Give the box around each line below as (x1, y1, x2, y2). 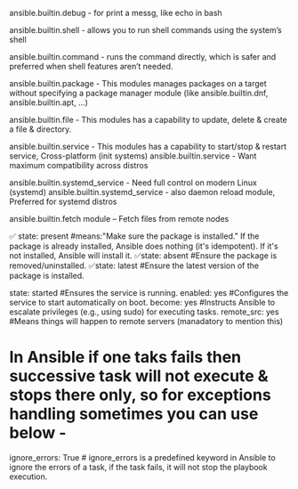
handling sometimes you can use (9, 404, 259, 424)
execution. (9, 471, 48, 482)
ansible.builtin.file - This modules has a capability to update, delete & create (9, 115, 287, 125)
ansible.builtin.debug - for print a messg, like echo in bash (9, 8, 222, 18)
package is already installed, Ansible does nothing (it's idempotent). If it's (9, 240, 278, 251)
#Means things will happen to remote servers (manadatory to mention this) (9, 316, 284, 326)
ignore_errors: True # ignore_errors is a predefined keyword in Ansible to (9, 452, 276, 462)
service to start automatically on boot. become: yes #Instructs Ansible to (9, 297, 276, 307)
